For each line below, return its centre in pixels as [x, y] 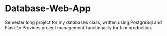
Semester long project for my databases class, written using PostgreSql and [83, 22]
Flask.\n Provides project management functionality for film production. [79, 27]
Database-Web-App [48, 9]
